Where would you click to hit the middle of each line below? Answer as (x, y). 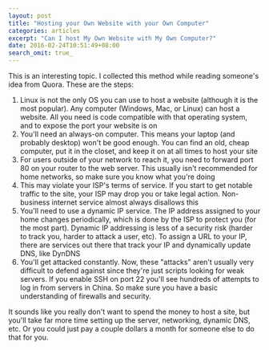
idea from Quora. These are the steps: (71, 84)
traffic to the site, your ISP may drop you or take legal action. (120, 194)
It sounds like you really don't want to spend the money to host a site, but (129, 311)
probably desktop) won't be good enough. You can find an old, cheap (134, 142)
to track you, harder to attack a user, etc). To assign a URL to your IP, (133, 236)
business (35, 202)
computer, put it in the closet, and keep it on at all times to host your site (139, 151)
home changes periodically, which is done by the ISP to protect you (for (138, 219)
